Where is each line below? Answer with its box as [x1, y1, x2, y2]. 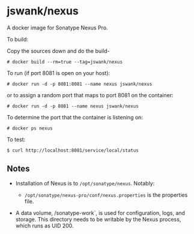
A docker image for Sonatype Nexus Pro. [7, 24, 108, 31]
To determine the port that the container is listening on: [7, 113, 144, 121]
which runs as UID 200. [15, 222, 74, 229]
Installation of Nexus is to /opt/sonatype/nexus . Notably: [15, 179, 155, 187]
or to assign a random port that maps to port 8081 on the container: [7, 91, 174, 98]
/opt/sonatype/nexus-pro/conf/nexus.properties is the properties [24, 191, 188, 199]
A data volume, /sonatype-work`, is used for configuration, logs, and [15, 209, 186, 217]
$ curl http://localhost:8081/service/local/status [7, 147, 139, 154]
